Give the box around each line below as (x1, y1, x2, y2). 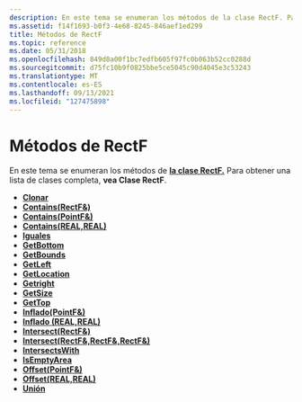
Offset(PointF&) (22, 364, 83, 375)
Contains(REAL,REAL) (22, 221, 107, 232)
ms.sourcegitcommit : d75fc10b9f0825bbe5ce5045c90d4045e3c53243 (9, 64, 252, 73)
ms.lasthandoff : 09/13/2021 (9, 88, 115, 97)
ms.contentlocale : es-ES (9, 80, 102, 89)
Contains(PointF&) (22, 211, 93, 222)
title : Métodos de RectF (9, 30, 102, 39)
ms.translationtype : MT (9, 72, 99, 81)
